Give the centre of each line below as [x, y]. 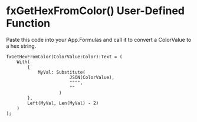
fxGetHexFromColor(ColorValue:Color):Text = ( [64, 57]
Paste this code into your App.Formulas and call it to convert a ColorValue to [99, 39]
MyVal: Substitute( [61, 72]
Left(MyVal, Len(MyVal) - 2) [63, 103]
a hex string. [21, 46]
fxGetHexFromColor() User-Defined [95, 11]
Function [28, 23]
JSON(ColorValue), [92, 77]
